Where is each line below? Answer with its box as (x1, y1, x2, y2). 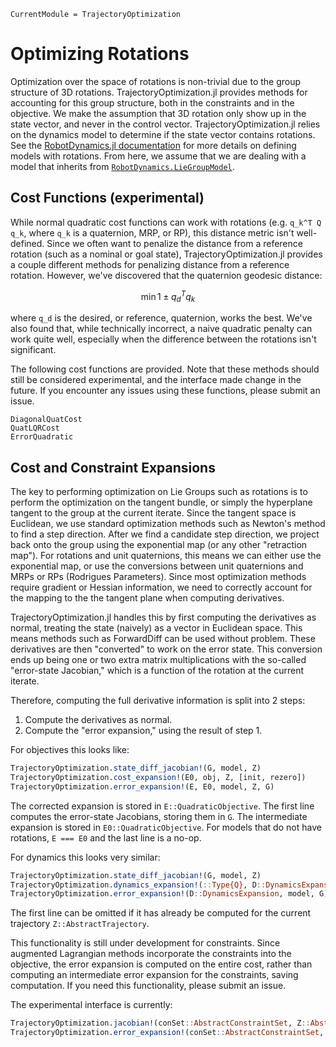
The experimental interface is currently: (10, 999, 173, 1011)
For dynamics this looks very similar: (10, 851, 161, 863)
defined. (10, 237, 45, 249)
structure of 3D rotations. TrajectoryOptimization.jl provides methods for (10, 86, 308, 98)
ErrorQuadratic (10, 432, 74, 442)
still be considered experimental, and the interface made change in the (10, 374, 302, 386)
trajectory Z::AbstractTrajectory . (10, 918, 150, 930)
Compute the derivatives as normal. (24, 714, 173, 726)
